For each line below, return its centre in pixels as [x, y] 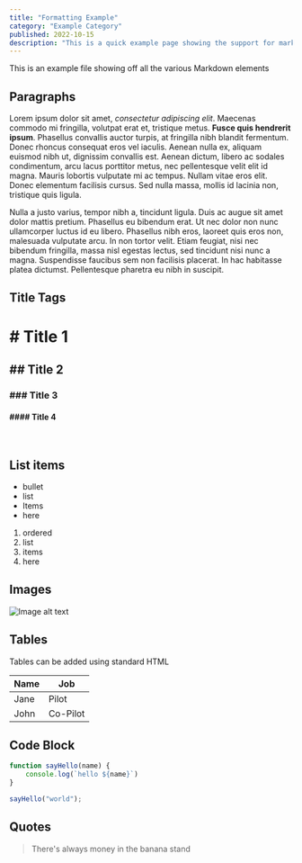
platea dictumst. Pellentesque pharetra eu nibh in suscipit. [117, 270]
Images [31, 590]
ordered [37, 533]
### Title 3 [34, 395]
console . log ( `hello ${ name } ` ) [82, 775]
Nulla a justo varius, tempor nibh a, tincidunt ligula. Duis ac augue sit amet [146, 212]
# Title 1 [39, 336]
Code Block [42, 745]
